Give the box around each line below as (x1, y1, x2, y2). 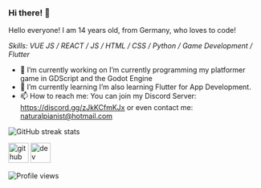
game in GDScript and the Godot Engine (19, 74, 153, 84)
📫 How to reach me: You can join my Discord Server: (19, 92, 197, 101)
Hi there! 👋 (8, 7, 51, 18)
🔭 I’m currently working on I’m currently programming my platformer (19, 65, 246, 75)
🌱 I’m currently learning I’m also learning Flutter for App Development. (19, 82, 251, 92)
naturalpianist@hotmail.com (19, 112, 113, 121)
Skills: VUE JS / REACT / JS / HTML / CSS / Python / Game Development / (8, 41, 253, 51)
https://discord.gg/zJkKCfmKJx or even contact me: (19, 103, 194, 112)
